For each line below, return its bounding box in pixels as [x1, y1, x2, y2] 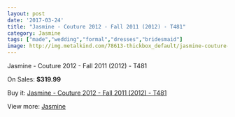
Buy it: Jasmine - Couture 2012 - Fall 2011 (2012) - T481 [7, 88, 167, 97]
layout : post [7, 10, 45, 17]
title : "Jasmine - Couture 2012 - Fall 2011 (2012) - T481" [7, 23, 187, 30]
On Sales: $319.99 [7, 75, 62, 84]
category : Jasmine [7, 29, 61, 37]
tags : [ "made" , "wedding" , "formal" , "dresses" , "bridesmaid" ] [7, 36, 183, 43]
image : [7, 42, 27, 49]
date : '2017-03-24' [7, 17, 64, 24]
